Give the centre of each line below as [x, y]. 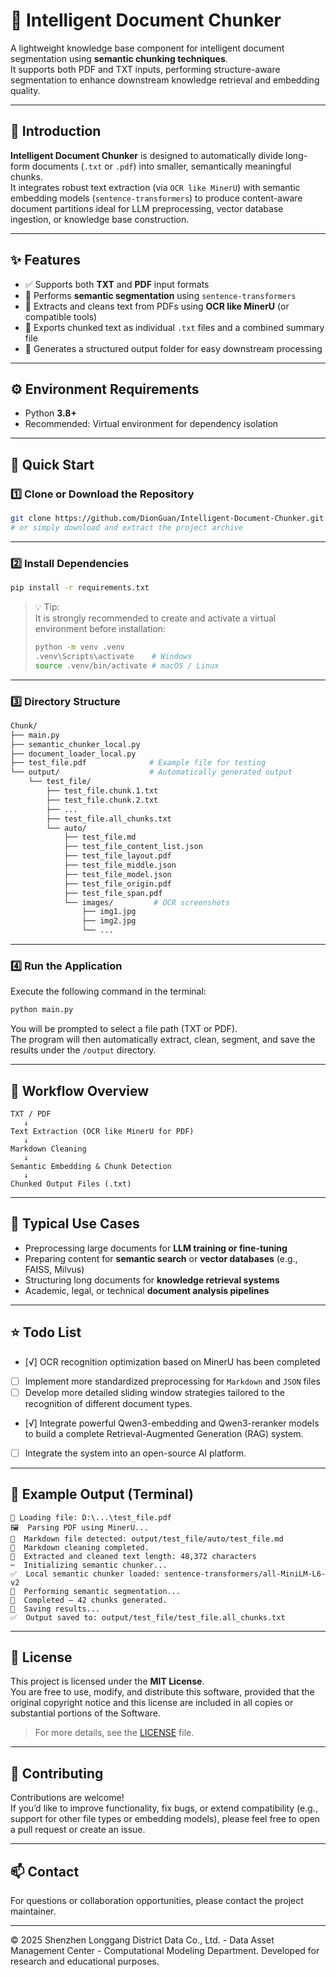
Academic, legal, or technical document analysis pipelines [147, 1290]
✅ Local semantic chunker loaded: [85, 1574]
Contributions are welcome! [67, 1798]
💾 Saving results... [55, 1609]
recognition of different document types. [108, 1403]
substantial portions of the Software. [85, 1713]
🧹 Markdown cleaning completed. [80, 1547]
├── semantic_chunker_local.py [75, 744]
